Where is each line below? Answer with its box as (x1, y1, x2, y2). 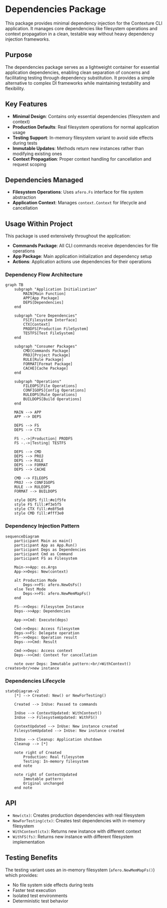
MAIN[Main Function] (23, 291, 66, 297)
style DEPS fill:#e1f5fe (14, 498, 66, 503)
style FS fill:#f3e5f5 (14, 502, 62, 507)
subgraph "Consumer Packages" (14, 344, 78, 349)
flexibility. (5, 85, 25, 91)
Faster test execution (12, 887, 56, 893)
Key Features (5, 100, 48, 108)
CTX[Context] (23, 322, 51, 327)
